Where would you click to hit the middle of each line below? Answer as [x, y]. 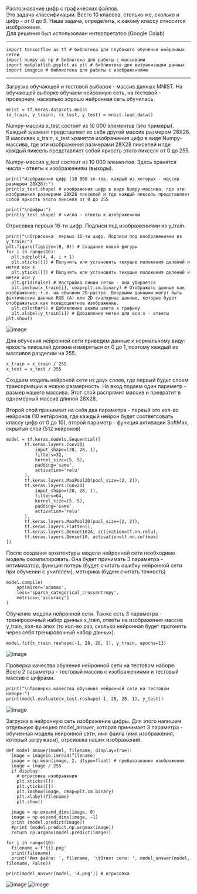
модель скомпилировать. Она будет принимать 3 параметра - [84, 559]
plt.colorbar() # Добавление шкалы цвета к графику [76, 308]
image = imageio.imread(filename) [53, 756]
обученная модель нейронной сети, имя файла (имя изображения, [90, 733]
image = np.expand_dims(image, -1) [55, 817]
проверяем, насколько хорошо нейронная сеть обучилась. [81, 99]
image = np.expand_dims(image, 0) [53, 812]
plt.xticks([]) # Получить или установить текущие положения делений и [101, 262]
